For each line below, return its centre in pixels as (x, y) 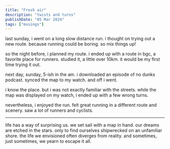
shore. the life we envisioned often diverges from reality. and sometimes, (81, 136)
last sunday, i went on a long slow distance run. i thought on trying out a (80, 39)
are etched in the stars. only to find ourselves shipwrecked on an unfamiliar (84, 131)
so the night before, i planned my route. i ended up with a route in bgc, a (80, 54)
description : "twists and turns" (40, 15)
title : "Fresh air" (26, 10)
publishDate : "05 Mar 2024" (35, 19)
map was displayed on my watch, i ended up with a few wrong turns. (77, 95)
